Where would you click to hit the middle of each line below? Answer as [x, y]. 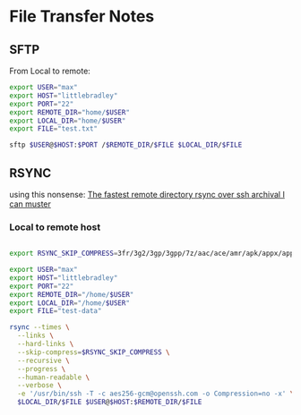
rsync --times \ [39, 327]
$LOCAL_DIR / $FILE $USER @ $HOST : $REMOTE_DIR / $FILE [110, 402]
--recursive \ [43, 360]
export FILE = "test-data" [56, 311]
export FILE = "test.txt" [54, 129]
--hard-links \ [46, 344]
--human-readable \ [54, 377]
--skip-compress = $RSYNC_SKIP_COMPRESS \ [94, 352]
